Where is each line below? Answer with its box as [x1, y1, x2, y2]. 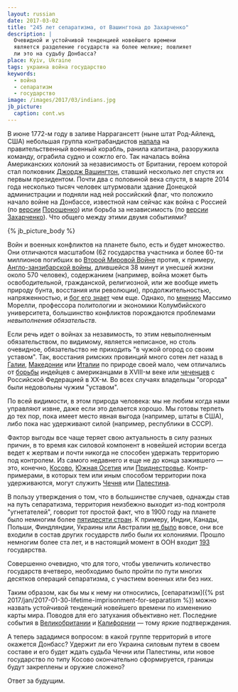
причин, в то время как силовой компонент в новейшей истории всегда [7, 440, 227, 449]
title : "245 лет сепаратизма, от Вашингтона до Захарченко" [7, 24, 190, 31]
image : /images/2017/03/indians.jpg [7, 97, 116, 104]
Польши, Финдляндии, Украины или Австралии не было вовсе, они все [7, 522, 224, 531]
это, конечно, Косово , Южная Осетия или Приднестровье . [7, 463, 186, 472]
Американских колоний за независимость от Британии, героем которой [7, 160, 227, 168]
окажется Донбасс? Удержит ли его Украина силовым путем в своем [7, 639, 220, 649]
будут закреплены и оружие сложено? [7, 662, 126, 671]
